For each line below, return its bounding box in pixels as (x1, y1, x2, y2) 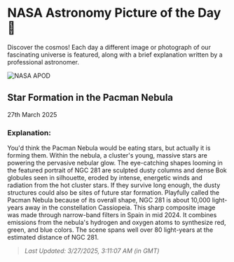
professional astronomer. (7, 57, 79, 66)
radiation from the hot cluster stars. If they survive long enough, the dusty (7, 181, 221, 190)
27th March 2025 (7, 110, 57, 118)
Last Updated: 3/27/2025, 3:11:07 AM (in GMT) (24, 247, 160, 255)
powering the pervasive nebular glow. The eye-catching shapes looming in (7, 159, 223, 167)
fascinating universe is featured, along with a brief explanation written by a (7, 50, 223, 59)
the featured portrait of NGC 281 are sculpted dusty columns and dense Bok (7, 166, 227, 174)
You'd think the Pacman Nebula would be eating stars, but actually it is (7, 144, 211, 152)
